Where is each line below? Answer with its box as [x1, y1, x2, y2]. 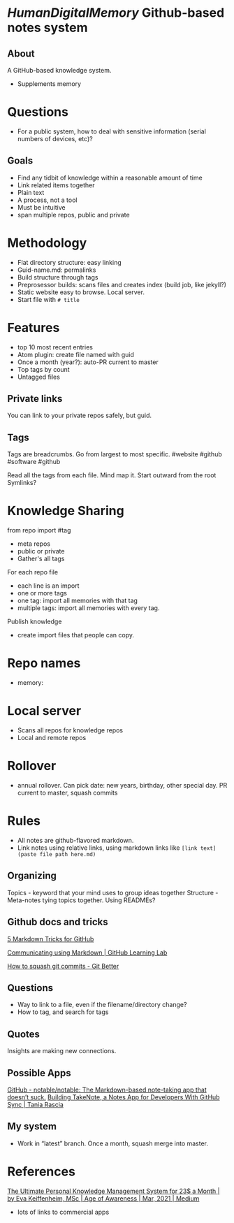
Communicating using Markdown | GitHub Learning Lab [7, 948, 168, 957]
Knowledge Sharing [7, 503, 124, 519]
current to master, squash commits [17, 788, 118, 797]
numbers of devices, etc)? [17, 134, 93, 143]
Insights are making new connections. [7, 1047, 117, 1055]
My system [7, 1120, 57, 1133]
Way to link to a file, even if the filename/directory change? [17, 1001, 187, 1009]
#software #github [7, 458, 61, 466]
